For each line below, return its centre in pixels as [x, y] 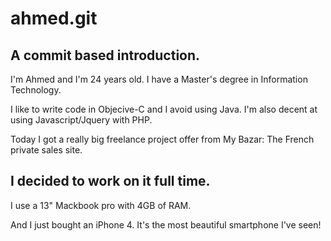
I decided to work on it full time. [110, 181]
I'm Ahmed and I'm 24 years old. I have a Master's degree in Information [159, 79]
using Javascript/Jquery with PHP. [81, 120]
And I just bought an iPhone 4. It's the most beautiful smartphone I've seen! [166, 224]
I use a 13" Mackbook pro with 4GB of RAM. [101, 205]
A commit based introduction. [105, 55]
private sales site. [46, 150]
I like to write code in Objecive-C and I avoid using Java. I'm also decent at [164, 109]
